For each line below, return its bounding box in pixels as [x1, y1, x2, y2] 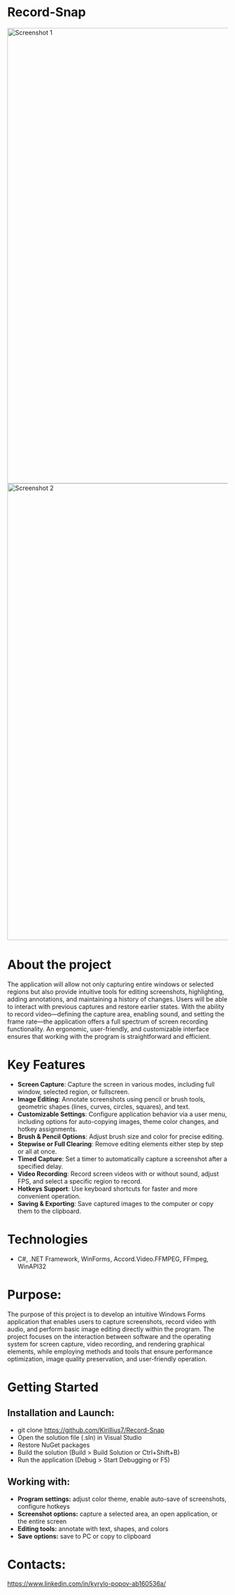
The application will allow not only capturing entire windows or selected [7, 980, 214, 988]
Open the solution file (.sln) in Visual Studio [17, 1433, 142, 1441]
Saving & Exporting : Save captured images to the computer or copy [17, 1199, 214, 1207]
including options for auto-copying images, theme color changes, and [17, 1117, 219, 1125]
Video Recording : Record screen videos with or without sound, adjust [17, 1170, 219, 1178]
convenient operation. [17, 1191, 81, 1200]
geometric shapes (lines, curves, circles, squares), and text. [17, 1102, 190, 1111]
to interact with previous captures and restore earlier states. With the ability [7, 1002, 225, 1011]
